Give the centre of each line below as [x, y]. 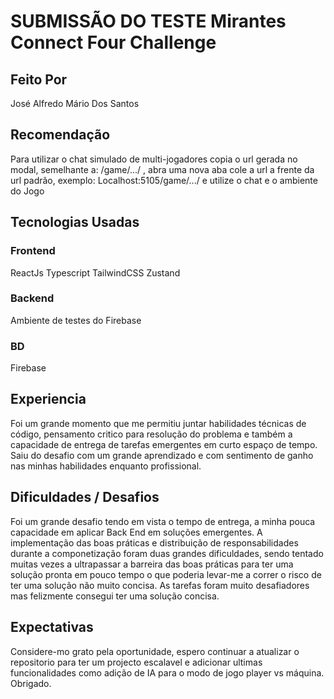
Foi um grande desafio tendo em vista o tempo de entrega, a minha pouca [163, 521]
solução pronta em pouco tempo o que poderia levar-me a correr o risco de [166, 574]
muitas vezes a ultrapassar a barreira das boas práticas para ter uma [152, 564]
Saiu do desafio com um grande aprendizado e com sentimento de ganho [162, 455]
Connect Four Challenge [113, 42]
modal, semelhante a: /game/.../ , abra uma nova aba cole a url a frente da [162, 169]
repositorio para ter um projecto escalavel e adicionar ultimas [136, 662]
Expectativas [52, 627]
